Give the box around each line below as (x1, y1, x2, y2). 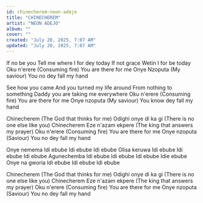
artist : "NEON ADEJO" (6, 20, 61, 26)
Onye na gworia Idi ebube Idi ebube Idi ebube (6, 159, 120, 166)
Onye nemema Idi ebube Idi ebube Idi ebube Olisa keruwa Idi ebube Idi (6, 146, 183, 153)
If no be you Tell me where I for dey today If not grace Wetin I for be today (6, 59, 191, 67)
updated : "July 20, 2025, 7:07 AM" (6, 43, 96, 49)
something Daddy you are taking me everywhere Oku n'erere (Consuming (6, 90, 191, 98)
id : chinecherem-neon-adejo (6, 8, 78, 15)
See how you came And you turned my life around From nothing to (6, 84, 173, 91)
